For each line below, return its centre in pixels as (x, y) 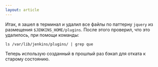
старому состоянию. (27, 59)
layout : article (22, 10)
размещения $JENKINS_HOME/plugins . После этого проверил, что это (78, 29)
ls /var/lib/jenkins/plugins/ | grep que (49, 44)
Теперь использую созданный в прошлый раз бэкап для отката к (75, 53)
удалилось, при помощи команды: (42, 35)
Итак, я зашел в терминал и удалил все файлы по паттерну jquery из (79, 24)
